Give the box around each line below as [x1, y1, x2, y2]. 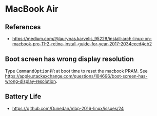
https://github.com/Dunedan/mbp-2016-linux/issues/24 [12, 105, 124, 111]
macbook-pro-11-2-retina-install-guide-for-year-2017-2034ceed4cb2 [12, 41, 152, 47]
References [5, 23, 41, 31]
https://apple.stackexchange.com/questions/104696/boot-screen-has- [5, 73, 148, 79]
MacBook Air [5, 3, 59, 15]
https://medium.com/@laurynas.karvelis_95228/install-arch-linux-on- [12, 36, 152, 41]
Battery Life [5, 93, 41, 101]
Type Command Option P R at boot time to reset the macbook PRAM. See [5, 68, 148, 74]
